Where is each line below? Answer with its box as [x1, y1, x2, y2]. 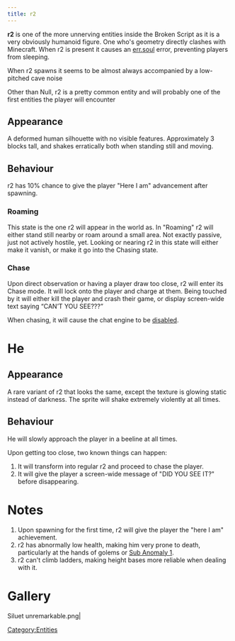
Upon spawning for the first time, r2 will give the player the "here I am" [17, 525, 224, 534]
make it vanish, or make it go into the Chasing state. [7, 246, 159, 254]
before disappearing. [17, 477, 79, 486]
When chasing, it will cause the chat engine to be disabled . [7, 315, 179, 324]
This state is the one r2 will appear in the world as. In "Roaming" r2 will [7, 223, 214, 231]
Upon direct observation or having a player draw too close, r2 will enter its [7, 279, 224, 287]
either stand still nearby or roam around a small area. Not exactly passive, [7, 230, 222, 239]
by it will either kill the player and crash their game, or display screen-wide [7, 294, 224, 302]
